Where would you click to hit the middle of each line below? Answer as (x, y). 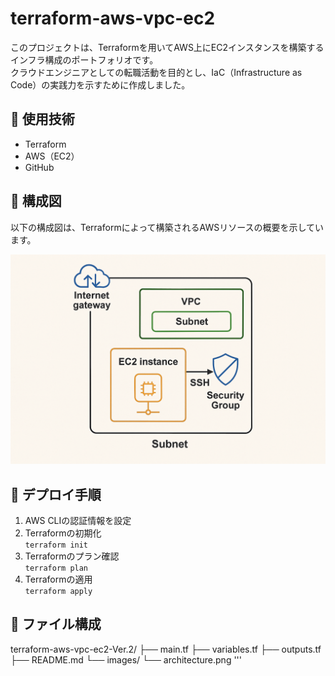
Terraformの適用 (58, 579)
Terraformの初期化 (63, 533)
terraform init (56, 545)
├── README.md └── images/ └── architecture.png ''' (126, 659)
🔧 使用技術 (42, 119)
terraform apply (58, 592)
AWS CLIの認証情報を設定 (78, 521)
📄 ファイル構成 (56, 624)
